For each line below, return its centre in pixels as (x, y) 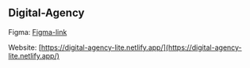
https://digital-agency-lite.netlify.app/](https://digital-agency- (141, 47)
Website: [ (25, 47)
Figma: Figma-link (38, 32)
